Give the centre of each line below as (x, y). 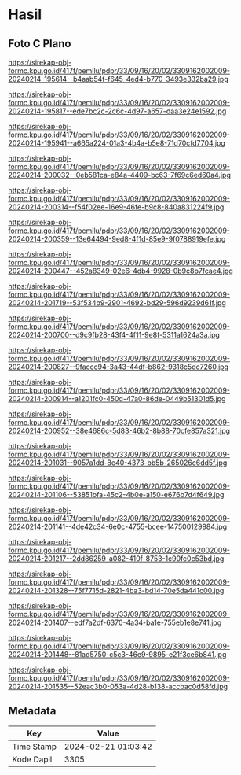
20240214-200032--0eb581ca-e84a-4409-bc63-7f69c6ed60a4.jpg (120, 175)
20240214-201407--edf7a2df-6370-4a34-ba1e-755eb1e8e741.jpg (115, 622)
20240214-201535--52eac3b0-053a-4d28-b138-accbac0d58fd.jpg (118, 686)
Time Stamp (35, 747)
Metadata (32, 711)
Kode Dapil (32, 759)
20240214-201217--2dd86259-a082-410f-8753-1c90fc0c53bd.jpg (116, 559)
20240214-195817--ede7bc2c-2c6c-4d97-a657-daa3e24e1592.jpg (117, 111)
